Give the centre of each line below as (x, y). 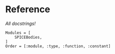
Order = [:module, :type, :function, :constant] (58, 46)
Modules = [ (18, 33)
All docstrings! (20, 23)
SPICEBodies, (28, 37)
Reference (28, 9)
